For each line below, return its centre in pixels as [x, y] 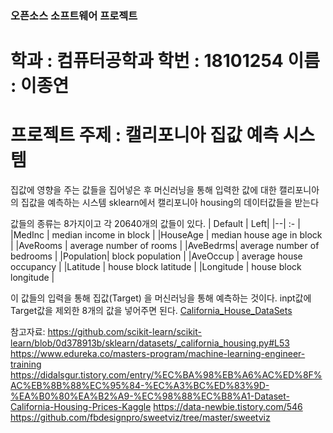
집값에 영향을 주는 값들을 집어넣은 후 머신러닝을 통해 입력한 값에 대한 [143, 190]
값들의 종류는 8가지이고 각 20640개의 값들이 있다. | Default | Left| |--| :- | [155, 224]
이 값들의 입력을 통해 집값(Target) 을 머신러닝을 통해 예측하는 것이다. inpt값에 [161, 298]
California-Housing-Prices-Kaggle [81, 407]
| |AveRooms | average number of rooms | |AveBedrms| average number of [165, 246]
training [26, 364]
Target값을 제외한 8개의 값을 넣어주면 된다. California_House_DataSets [151, 311]
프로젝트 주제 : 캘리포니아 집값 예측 [144, 135]
